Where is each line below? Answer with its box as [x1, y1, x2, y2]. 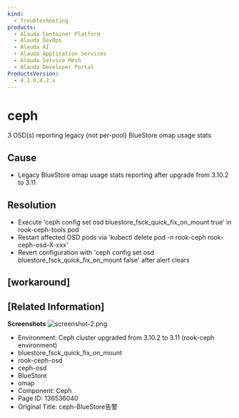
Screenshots [7, 320, 46, 328]
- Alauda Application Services [14, 51, 107, 58]
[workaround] [7, 276, 71, 289]
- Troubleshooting [14, 17, 69, 24]
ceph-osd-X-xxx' [17, 240, 68, 249]
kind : [7, 10, 24, 18]
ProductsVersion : [7, 70, 59, 77]
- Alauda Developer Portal [14, 63, 94, 71]
